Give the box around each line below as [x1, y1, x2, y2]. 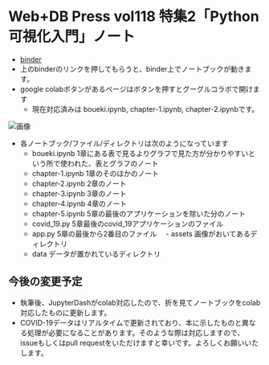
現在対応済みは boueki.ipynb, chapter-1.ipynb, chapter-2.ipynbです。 [31, 104, 259, 113]
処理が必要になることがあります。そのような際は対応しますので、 [26, 327, 245, 338]
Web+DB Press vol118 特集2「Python [8, 7, 259, 26]
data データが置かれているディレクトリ [31, 248, 161, 258]
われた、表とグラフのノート [67, 158, 159, 168]
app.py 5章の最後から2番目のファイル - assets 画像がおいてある [31, 228, 251, 238]
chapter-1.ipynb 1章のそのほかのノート [31, 168, 159, 178]
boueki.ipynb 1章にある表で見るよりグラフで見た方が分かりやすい [31, 148, 249, 158]
